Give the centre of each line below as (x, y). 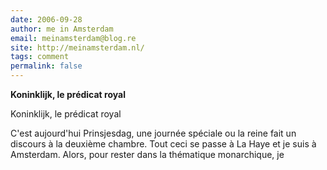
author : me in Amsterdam (62, 29)
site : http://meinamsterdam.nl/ (77, 47)
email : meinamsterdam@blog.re (73, 38)
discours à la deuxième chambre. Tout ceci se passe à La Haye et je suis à (163, 144)
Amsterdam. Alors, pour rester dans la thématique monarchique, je (147, 154)
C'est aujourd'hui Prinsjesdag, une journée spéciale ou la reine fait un (153, 133)
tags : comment (40, 57)
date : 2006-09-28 (46, 19)
